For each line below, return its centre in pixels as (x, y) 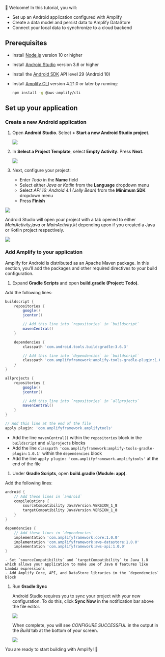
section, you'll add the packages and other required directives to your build (81, 268)
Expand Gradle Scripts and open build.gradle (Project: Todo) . (75, 283)
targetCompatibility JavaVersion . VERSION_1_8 (70, 510)
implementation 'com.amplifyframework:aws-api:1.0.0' (70, 547)
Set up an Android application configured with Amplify (67, 17)
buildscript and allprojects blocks (49, 443)
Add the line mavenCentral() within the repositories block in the (77, 437)
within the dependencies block (72, 453)
